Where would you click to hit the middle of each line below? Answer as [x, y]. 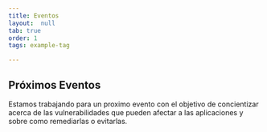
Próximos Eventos [55, 85]
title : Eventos [34, 16]
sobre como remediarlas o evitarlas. [68, 121]
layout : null [32, 23]
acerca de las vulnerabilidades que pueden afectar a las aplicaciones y [126, 112]
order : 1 [23, 38]
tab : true [25, 30]
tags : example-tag [39, 46]
